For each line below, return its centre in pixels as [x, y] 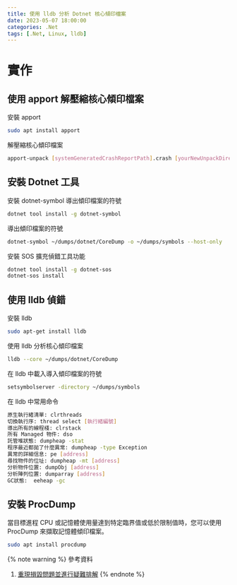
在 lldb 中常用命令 [33, 401]
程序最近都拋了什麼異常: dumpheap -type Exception [77, 448]
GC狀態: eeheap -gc [36, 480]
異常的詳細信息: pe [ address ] [48, 454]
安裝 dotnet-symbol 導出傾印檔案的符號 [65, 200]
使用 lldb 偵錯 [36, 300]
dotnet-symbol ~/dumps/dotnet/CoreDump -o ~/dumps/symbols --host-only [115, 242]
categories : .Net [33, 27]
